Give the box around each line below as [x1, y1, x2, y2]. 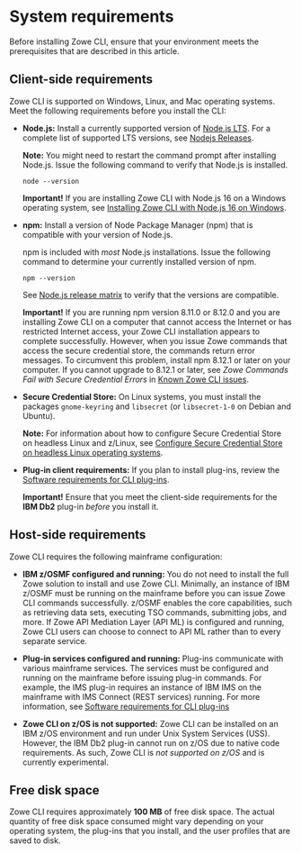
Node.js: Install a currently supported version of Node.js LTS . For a [22, 123, 271, 133]
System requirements [9, 6, 174, 27]
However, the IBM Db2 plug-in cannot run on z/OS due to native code [22, 737, 280, 749]
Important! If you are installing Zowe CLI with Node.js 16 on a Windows [22, 192, 287, 204]
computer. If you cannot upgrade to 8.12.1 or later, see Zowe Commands [22, 364, 289, 375]
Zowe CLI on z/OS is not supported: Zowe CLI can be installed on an [22, 718, 279, 729]
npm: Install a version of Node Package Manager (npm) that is [22, 219, 253, 231]
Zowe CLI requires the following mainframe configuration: [9, 551, 223, 562]
